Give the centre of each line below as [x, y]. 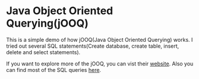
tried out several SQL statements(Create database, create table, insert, [93, 46]
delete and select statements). [43, 52]
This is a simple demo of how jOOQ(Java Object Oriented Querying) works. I [99, 39]
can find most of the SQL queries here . [54, 70]
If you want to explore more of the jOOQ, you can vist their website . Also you [100, 64]
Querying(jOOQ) [48, 23]
